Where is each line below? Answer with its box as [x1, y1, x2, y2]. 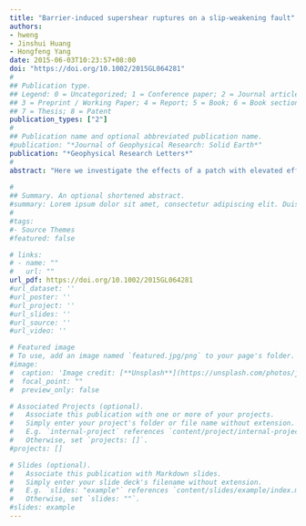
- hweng [9, 30, 39, 39]
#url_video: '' [9, 326, 67, 335]
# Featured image [9, 343, 76, 352]
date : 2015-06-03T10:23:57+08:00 [9, 56, 137, 65]
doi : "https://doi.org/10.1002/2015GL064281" [9, 65, 185, 74]
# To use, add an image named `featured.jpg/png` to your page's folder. [9, 352, 296, 361]
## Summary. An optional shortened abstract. [9, 191, 185, 201]
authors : [9, 22, 43, 31]
